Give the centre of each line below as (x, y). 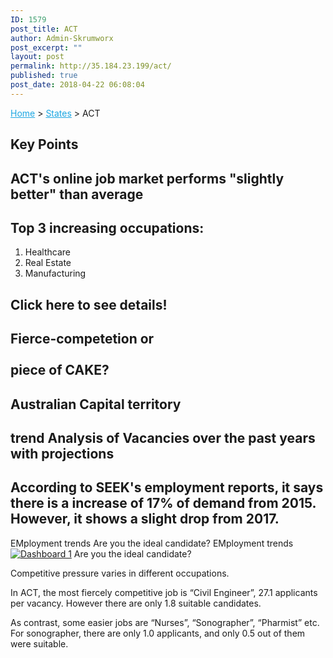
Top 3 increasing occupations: (107, 227)
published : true (44, 76)
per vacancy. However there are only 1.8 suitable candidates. (136, 603)
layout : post (37, 57)
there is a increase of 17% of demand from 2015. (163, 503)
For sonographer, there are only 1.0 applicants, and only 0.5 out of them (158, 633)
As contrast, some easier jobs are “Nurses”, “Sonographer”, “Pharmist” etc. (165, 622)
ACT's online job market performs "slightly (147, 178)
